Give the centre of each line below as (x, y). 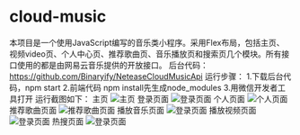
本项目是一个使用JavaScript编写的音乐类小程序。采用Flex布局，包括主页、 (147, 42)
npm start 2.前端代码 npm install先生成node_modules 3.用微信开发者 (151, 87)
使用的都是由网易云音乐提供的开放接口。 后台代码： (112, 65)
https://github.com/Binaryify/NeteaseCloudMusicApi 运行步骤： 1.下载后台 (146, 76)
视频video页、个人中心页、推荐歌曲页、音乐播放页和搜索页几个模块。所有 (146, 54)
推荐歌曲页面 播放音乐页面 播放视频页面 (133, 110)
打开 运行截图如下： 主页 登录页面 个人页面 (131, 99)
